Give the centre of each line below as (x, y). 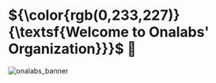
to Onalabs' (171, 32)
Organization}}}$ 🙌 (72, 49)
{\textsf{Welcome (68, 32)
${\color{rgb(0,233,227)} (94, 15)
